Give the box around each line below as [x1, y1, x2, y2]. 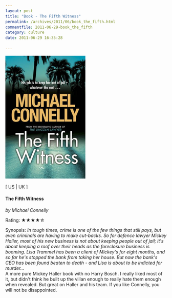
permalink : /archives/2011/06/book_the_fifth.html [5, 19, 116, 24]
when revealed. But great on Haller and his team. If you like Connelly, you [5, 281, 160, 287]
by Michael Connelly [5, 207, 49, 213]
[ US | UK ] [5, 184, 28, 190]
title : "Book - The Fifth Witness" [5, 13, 81, 19]
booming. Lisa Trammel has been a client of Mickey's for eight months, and [5, 249, 165, 255]
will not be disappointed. [5, 287, 57, 293]
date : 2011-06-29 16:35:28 [5, 35, 63, 41]
